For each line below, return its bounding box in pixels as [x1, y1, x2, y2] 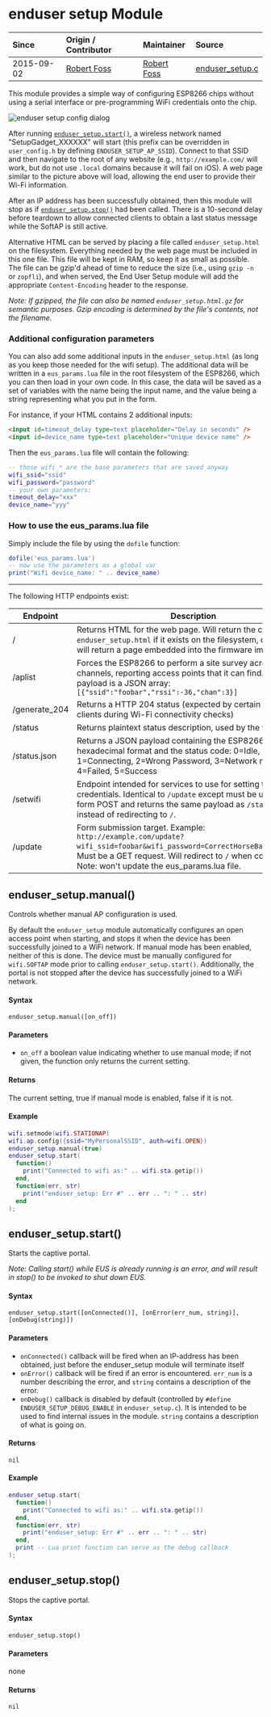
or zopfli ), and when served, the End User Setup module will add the [8, 271, 240, 281]
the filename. [8, 313, 52, 322]
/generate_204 [12, 704, 69, 715]
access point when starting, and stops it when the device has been [8, 933, 231, 943]
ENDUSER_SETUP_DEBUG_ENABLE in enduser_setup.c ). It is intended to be [19, 1403, 248, 1412]
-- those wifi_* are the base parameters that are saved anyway [8, 463, 229, 471]
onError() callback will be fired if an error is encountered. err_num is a [19, 1368, 252, 1378]
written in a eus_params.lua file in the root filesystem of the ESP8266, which [8, 368, 261, 378]
